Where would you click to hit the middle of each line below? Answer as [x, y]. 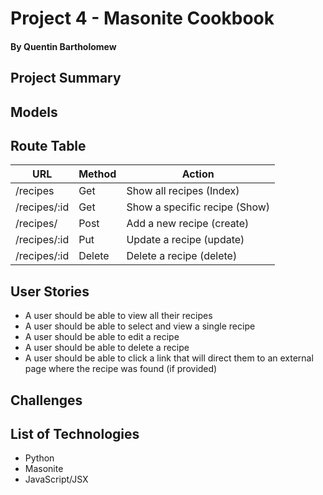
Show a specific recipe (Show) [198, 207]
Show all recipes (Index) [183, 191]
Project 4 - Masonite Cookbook [142, 18]
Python [39, 458]
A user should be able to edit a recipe [102, 337]
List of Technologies [75, 433]
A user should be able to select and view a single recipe [140, 326]
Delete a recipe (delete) [182, 256]
